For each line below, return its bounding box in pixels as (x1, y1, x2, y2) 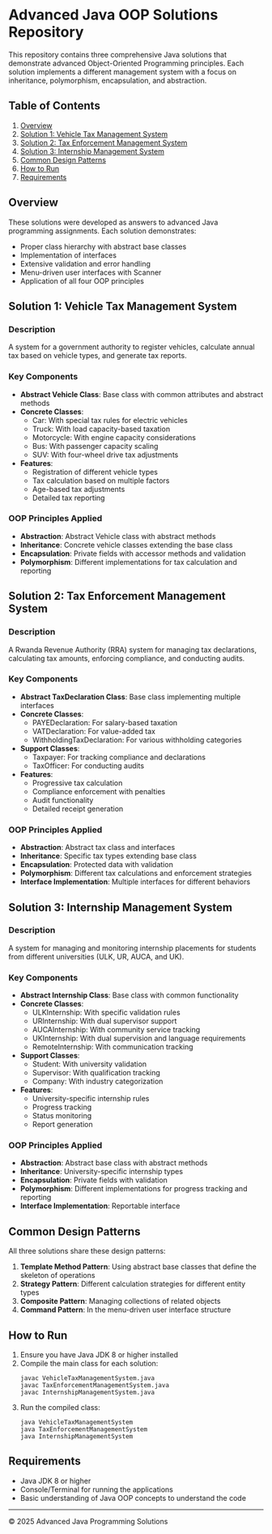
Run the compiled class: (19, 1403, 100, 1412)
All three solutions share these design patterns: (8, 1246, 166, 1256)
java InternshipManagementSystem (19, 1433, 134, 1441)
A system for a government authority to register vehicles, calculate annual (8, 342, 255, 352)
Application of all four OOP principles (19, 276, 144, 285)
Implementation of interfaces (19, 250, 117, 260)
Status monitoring (32, 1111, 92, 1121)
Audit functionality (32, 795, 94, 805)
